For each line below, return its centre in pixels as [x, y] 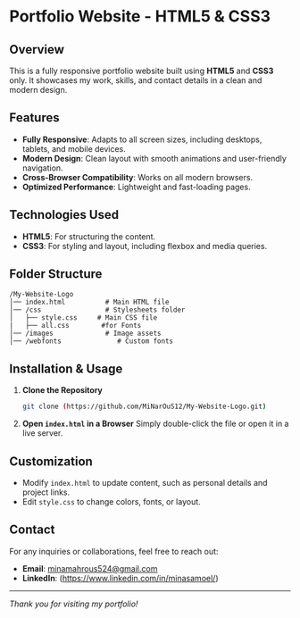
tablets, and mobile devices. [74, 148]
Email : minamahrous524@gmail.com [90, 568]
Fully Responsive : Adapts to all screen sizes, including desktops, [142, 139]
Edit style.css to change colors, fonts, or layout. [111, 501]
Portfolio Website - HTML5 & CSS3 [140, 17]
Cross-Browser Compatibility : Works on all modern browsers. [137, 177]
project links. [46, 492]
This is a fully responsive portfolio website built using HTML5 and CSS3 [142, 71]
